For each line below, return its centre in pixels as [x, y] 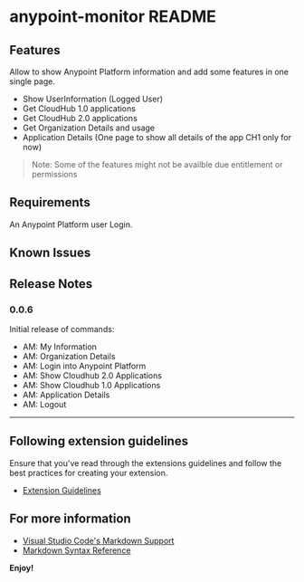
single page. [33, 81]
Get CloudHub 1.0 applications [79, 109]
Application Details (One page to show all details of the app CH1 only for [157, 137]
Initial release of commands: [62, 329]
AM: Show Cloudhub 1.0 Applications [91, 385]
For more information [70, 519]
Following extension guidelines [99, 441]
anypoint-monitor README [113, 17]
